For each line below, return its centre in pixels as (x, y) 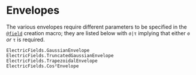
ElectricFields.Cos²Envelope (43, 66)
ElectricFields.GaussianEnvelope (48, 50)
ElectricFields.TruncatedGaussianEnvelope (60, 55)
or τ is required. (25, 39)
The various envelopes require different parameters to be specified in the (97, 27)
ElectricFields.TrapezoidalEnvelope (52, 61)
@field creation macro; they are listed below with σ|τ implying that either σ (98, 33)
